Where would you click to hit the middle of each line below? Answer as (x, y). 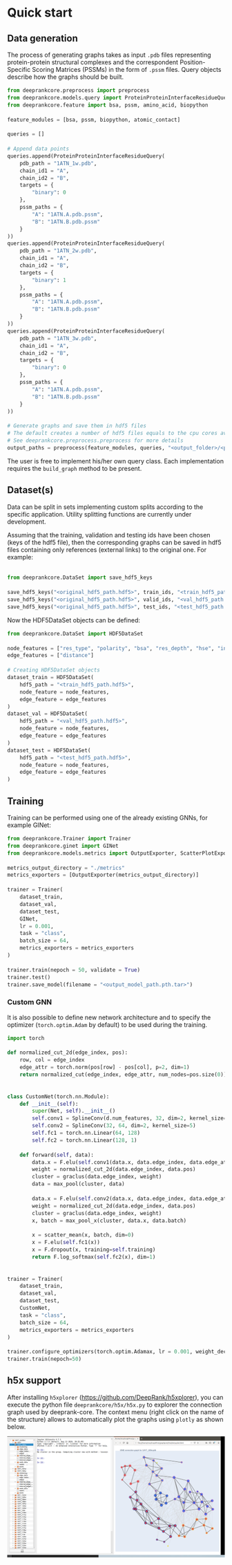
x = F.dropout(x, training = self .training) (94, 1250)
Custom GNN (30, 1002)
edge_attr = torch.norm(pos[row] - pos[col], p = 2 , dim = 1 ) (105, 1067)
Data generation (42, 38)
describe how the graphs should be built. (66, 77)
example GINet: (29, 825)
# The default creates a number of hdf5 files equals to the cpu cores (112, 434)
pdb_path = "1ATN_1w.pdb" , (58, 163)
